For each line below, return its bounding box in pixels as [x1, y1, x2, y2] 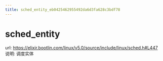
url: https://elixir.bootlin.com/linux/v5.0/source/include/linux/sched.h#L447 [5, 45, 158, 51]
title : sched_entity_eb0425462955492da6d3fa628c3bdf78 [5, 7, 121, 12]
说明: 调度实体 [5, 50, 34, 57]
